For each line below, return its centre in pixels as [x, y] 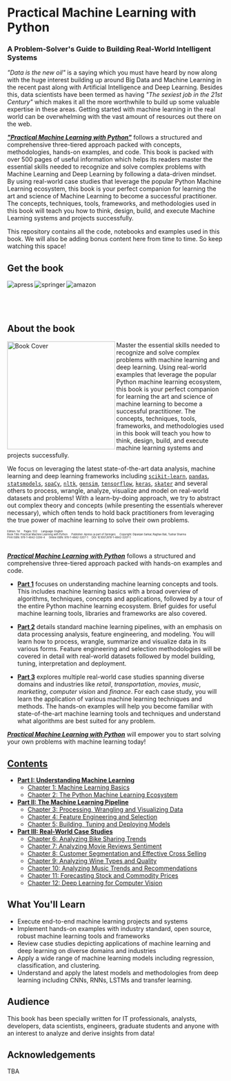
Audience [29, 1002]
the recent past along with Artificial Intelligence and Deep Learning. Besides [115, 87]
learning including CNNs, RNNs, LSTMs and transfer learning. [105, 980]
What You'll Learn [46, 904]
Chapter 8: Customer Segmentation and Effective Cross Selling [117, 853]
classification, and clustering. [59, 965]
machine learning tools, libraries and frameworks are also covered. [112, 614]
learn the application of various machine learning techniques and [109, 699]
